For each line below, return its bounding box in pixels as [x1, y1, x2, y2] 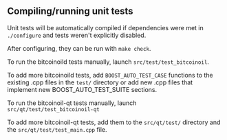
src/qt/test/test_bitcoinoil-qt [7, 106, 100, 113]
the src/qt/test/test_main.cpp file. [7, 125, 108, 133]
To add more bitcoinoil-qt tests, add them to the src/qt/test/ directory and [7, 118, 221, 126]
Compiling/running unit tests [7, 5, 133, 17]
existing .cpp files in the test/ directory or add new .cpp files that [7, 78, 193, 86]
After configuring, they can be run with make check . [7, 44, 151, 52]
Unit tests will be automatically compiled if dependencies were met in [7, 23, 204, 32]
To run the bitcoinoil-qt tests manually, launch [7, 99, 137, 107]
